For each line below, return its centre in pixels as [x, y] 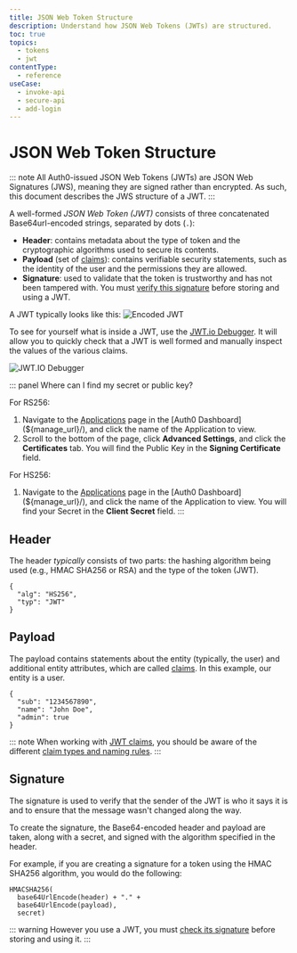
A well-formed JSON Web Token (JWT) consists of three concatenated [139, 214]
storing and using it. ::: [50, 939]
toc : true [28, 34]
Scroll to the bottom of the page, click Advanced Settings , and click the [154, 439]
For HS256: [30, 475]
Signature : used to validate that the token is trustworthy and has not [147, 278]
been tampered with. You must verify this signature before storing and [151, 288]
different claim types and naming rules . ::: [85, 751]
